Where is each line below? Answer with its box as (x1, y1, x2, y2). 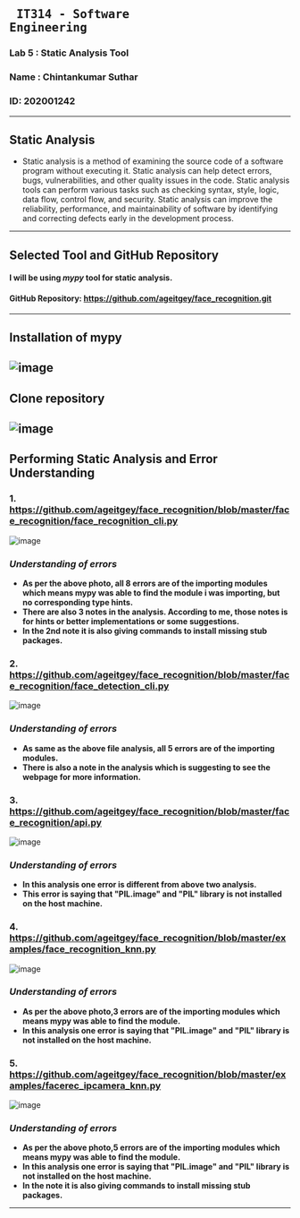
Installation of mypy (9, 330, 122, 345)
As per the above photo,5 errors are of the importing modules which (21, 1142, 280, 1154)
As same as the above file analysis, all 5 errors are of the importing (21, 742, 275, 753)
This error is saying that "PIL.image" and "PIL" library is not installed (21, 888, 283, 899)
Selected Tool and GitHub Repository (9, 247, 219, 262)
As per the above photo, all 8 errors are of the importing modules (21, 578, 268, 589)
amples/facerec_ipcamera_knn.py (9, 1079, 162, 1092)
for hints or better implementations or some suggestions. (21, 616, 239, 627)
